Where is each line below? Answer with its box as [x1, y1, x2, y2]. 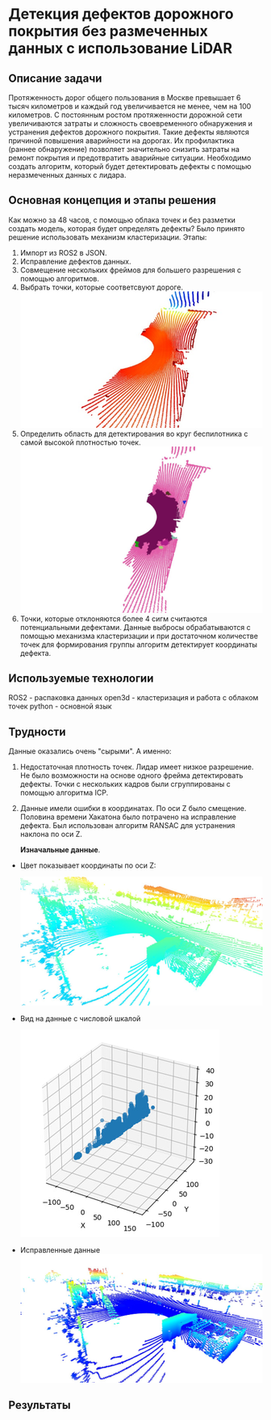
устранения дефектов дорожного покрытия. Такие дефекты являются [8, 127, 250, 137]
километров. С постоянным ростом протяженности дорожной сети [8, 110, 243, 120]
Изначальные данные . [19, 845, 101, 855]
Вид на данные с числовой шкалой [19, 1013, 141, 1023]
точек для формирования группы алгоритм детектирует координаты [19, 640, 258, 649]
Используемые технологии [8, 672, 154, 686]
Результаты [8, 1398, 71, 1412]
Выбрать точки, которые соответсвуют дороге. [19, 282, 184, 292]
